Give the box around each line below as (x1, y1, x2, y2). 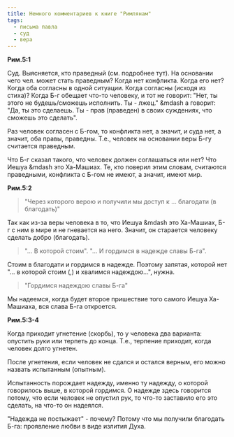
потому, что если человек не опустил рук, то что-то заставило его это (7, 394, 218, 402)
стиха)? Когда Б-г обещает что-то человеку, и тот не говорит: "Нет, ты (7, 92, 218, 100)
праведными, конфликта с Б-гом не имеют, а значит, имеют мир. (7, 171, 203, 179)
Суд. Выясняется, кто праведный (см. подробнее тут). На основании (7, 69, 213, 78)
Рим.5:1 (7, 55, 31, 64)
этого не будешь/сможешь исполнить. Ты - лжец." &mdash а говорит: (7, 99, 216, 107)
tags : (7, 17, 23, 24)
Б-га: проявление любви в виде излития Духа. (7, 422, 147, 431)
